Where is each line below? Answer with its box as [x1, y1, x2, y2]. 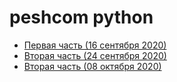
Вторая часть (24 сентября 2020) [23, 49, 167, 61]
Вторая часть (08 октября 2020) [23, 60, 162, 72]
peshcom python [9, 6, 154, 29]
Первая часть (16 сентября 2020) [23, 39, 167, 51]
